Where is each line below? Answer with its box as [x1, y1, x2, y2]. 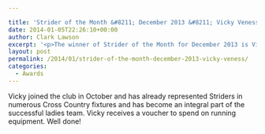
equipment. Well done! [8, 116, 81, 126]
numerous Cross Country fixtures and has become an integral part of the [8, 99, 245, 109]
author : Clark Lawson [8, 33, 80, 41]
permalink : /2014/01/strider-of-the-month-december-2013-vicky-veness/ [8, 55, 248, 63]
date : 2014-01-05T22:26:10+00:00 [8, 25, 118, 34]
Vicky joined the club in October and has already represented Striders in [8, 91, 243, 101]
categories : [8, 62, 47, 71]
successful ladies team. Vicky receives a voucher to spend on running [8, 108, 237, 117]
